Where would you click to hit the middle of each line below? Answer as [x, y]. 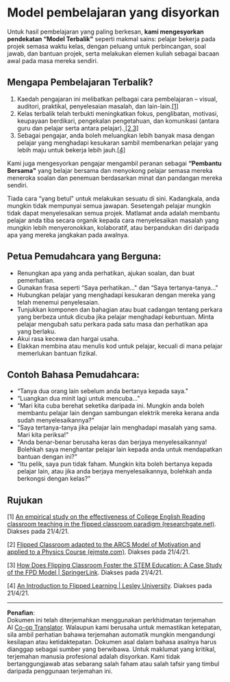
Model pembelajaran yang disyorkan [113, 13]
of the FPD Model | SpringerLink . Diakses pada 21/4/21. [85, 573]
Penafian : [21, 613]
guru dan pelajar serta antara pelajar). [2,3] [78, 128]
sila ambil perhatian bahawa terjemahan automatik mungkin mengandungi [111, 635]
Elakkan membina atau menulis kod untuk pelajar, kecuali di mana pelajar [120, 346]
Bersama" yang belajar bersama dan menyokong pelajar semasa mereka [110, 170]
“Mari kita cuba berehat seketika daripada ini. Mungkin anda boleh [111, 405]
